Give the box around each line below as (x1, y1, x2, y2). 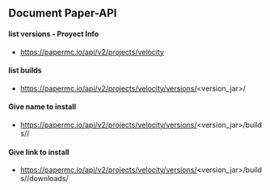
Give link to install (8, 147, 70, 157)
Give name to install (8, 102, 77, 112)
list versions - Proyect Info (8, 28, 99, 39)
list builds (8, 65, 42, 75)
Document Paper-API (8, 6, 117, 20)
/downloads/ (27, 174, 69, 184)
